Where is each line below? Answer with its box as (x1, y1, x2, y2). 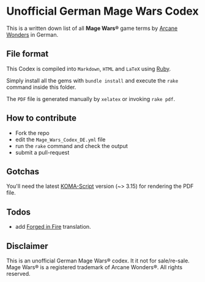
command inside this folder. (6, 83, 76, 91)
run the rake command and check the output (15, 142, 128, 149)
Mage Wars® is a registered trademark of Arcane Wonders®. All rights (6, 264, 182, 270)
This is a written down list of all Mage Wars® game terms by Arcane (6, 24, 178, 32)
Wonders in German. (6, 31, 59, 38)
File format (6, 49, 49, 59)
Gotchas (6, 166, 40, 177)
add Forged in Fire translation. (15, 223, 91, 231)
